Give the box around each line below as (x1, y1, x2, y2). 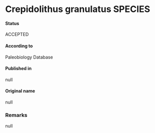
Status (5, 20, 20, 26)
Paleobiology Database (5, 54, 53, 60)
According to (5, 42, 33, 48)
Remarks (5, 111, 28, 118)
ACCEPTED (5, 31, 29, 37)
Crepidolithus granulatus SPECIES (5, 3, 150, 15)
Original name (5, 88, 35, 94)
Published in (5, 65, 32, 71)
